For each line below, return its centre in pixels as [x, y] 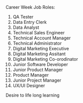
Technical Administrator [37, 43]
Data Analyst [26, 27]
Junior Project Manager [37, 80]
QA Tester [23, 17]
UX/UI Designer [29, 86]
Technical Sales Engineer [39, 33]
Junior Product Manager [38, 70]
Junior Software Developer [41, 64]
